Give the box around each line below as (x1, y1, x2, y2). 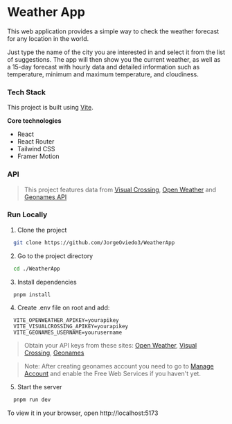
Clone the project (17, 226, 67, 234)
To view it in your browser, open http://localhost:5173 (7, 409, 159, 417)
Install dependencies (17, 278, 78, 286)
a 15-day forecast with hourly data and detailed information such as (7, 62, 200, 71)
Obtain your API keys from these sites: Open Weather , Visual (24, 341, 197, 350)
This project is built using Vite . (7, 103, 93, 112)
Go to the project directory (17, 251, 93, 260)
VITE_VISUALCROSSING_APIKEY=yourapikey (13, 323, 129, 330)
